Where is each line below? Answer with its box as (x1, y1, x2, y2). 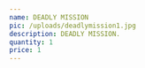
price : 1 (9, 46, 42, 55)
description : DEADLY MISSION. (9, 29, 121, 38)
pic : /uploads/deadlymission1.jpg (9, 21, 137, 30)
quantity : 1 (9, 37, 53, 47)
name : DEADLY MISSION (9, 12, 89, 22)
